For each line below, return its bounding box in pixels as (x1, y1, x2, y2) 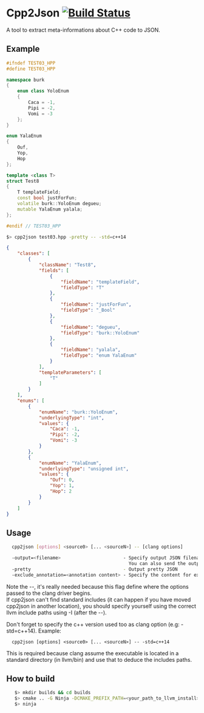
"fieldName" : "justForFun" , (60, 301, 132, 307)
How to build (6, 673, 55, 684)
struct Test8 (6, 178, 39, 184)
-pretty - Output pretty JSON (12, 566, 178, 572)
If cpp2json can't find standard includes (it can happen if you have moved (6, 595, 191, 603)
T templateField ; (17, 189, 61, 195)
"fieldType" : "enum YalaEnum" (60, 353, 137, 359)
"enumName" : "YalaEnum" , (38, 460, 102, 466)
